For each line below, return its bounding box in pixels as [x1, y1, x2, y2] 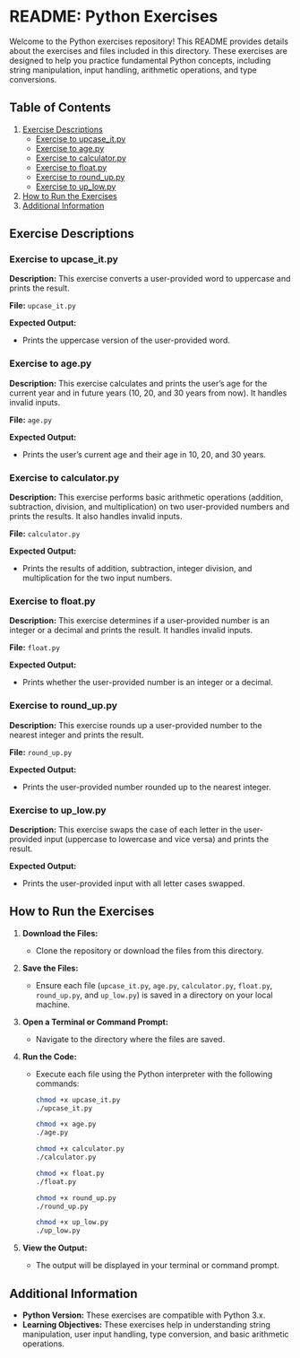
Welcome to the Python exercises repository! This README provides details [9, 36, 289, 47]
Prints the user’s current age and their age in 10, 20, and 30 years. [21, 448, 267, 459]
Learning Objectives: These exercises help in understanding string [21, 1319, 271, 1330]
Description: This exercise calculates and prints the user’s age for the [9, 378, 268, 388]
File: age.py [9, 414, 52, 425]
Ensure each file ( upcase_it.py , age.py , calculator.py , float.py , [35, 979, 273, 990]
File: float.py [9, 642, 61, 653]
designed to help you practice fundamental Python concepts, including [9, 55, 271, 65]
